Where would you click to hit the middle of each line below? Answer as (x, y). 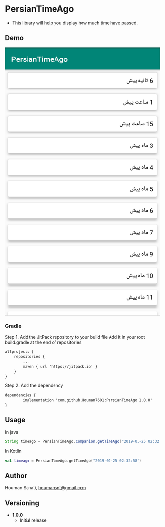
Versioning (22, 503)
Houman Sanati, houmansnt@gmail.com (46, 488)
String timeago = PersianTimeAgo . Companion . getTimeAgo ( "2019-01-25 (76, 441)
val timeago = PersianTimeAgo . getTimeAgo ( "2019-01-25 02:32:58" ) (73, 461)
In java (12, 432)
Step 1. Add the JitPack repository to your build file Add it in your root (75, 337)
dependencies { (21, 395)
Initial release (33, 520)
